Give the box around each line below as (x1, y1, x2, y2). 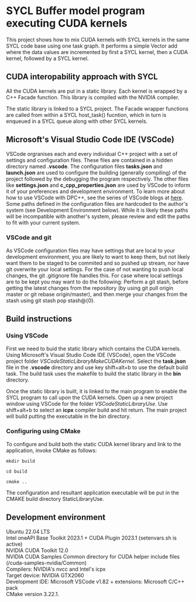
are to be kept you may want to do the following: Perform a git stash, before (6, 278, 188, 285)
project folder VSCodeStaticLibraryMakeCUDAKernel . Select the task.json (6, 357, 186, 364)
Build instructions (6, 314, 72, 324)
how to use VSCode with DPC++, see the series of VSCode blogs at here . (6, 194, 183, 201)
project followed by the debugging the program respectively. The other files (6, 175, 189, 182)
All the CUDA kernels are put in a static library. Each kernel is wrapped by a (6, 87, 187, 95)
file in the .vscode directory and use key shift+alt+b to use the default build (6, 363, 188, 371)
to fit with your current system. (6, 219, 81, 226)
